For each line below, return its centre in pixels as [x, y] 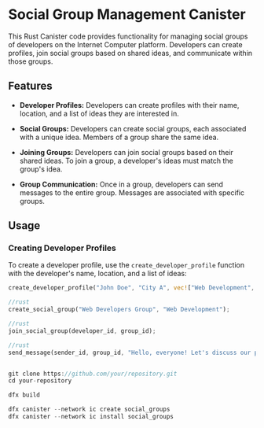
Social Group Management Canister [127, 15]
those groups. [31, 61]
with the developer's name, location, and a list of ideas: [97, 274]
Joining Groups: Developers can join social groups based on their [126, 152]
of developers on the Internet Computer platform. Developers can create [125, 44]
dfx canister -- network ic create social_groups [89, 410]
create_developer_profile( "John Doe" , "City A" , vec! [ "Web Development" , [132, 288]
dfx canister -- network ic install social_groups [91, 417]
